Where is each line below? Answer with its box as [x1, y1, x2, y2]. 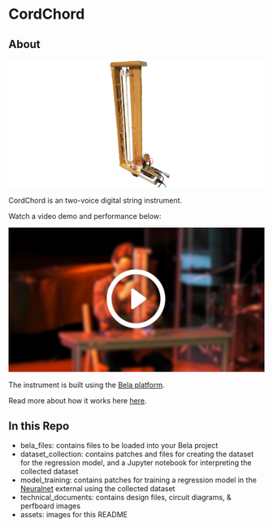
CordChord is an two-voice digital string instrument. [8, 196, 183, 205]
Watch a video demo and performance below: [8, 211, 162, 220]
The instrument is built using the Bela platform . [8, 380, 165, 390]
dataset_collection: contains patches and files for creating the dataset [19, 449, 254, 459]
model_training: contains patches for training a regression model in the [19, 475, 258, 485]
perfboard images [19, 501, 81, 511]
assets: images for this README [19, 510, 128, 520]
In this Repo [8, 419, 70, 433]
